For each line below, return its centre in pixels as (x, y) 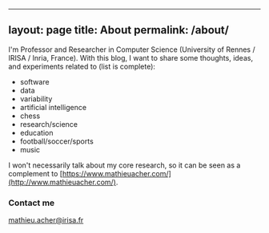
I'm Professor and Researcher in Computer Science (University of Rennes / (132, 49)
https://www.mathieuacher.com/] (117, 173)
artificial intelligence (53, 107)
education (36, 132)
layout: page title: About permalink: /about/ (119, 30)
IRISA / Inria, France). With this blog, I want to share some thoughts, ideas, (131, 57)
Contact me (32, 203)
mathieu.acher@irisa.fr (46, 220)
